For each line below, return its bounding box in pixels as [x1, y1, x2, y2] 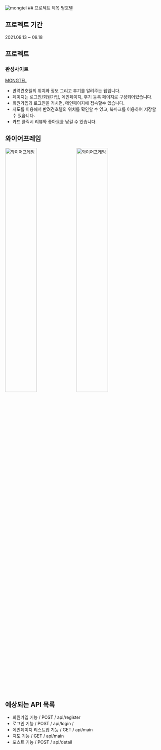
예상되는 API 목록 [5, 700, 55, 708]
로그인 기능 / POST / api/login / [12, 721, 74, 727]
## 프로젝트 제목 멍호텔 [28, 5, 73, 11]
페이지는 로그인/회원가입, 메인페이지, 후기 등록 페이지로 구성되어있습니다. [12, 93, 153, 100]
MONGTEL [5, 77, 27, 83]
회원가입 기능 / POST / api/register [12, 714, 80, 720]
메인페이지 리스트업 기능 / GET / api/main [12, 727, 93, 733]
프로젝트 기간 [5, 21, 43, 29]
